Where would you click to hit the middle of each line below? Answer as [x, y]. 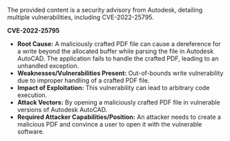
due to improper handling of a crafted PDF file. [83, 80]
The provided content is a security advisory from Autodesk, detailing [105, 10]
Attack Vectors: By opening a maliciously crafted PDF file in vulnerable [118, 102]
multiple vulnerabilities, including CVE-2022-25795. [80, 17]
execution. [32, 95]
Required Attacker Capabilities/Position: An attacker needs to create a [119, 117]
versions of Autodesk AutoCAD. [62, 110]
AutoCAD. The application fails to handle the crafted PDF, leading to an [118, 58]
